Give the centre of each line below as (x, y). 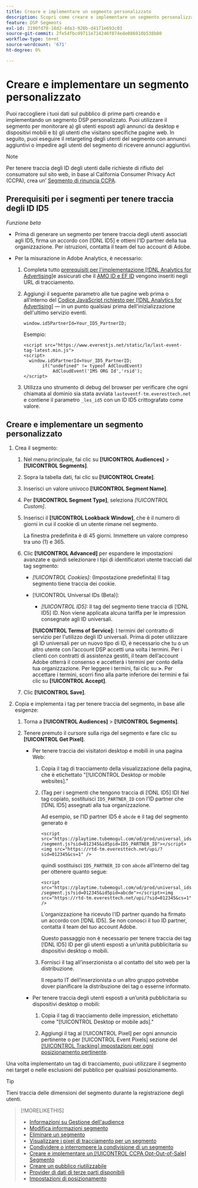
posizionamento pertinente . (74, 1052)
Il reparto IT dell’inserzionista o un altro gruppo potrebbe (110, 980)
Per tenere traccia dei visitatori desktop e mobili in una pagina (107, 751)
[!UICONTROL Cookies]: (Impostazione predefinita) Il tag (101, 577)
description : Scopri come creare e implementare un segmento (83, 17)
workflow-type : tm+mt (33, 39)
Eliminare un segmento (57, 1135)
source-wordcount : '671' (37, 45)
